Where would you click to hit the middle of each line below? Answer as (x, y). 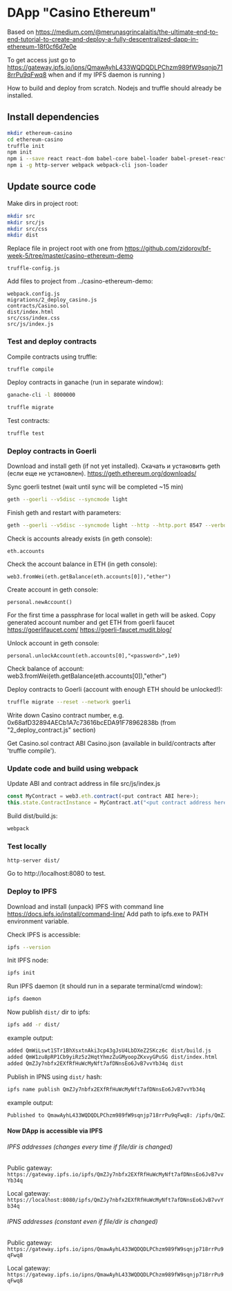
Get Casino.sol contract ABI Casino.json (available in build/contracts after (112, 744)
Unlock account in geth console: (53, 643)
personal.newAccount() (40, 603)
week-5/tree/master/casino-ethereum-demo (70, 256)
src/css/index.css (33, 318)
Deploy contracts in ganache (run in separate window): (85, 382)
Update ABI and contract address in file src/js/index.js (84, 784)
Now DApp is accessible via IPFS (55, 1131)
